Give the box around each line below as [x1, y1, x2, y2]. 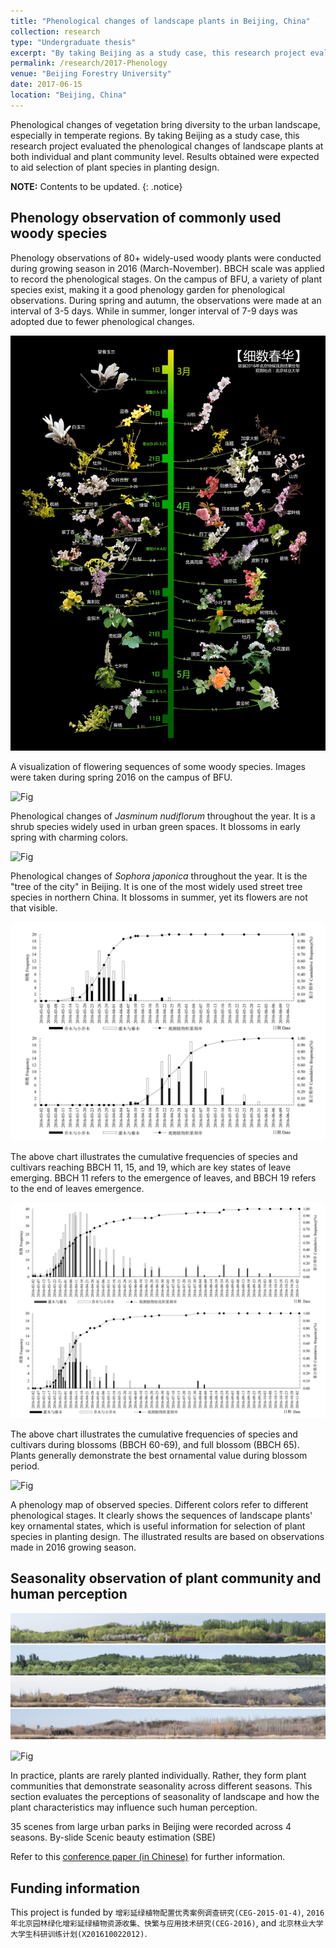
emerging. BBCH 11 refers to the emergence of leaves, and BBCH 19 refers [10, 1172, 317, 1184]
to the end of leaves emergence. [10, 1183, 145, 1195]
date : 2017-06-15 [10, 80, 83, 90]
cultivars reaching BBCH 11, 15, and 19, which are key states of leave [10, 1161, 292, 1174]
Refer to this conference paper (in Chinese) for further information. [10, 1851, 286, 1863]
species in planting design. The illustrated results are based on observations [10, 1530, 325, 1542]
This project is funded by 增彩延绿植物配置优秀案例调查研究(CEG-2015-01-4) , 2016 [10, 1906, 325, 1919]
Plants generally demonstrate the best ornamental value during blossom [10, 1449, 308, 1461]
